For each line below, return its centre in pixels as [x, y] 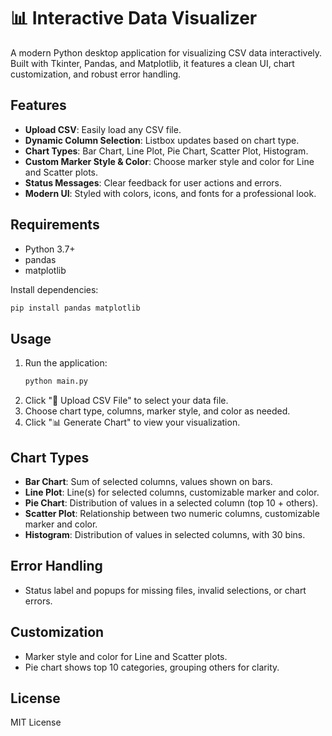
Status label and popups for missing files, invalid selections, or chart [165, 590]
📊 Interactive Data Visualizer [134, 18]
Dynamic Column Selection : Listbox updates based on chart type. [162, 140]
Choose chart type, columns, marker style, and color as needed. [157, 411]
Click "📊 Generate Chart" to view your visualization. [132, 422]
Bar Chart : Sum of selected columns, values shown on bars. [148, 481]
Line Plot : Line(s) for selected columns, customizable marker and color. [172, 492]
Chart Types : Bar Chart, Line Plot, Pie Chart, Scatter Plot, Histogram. [166, 151]
